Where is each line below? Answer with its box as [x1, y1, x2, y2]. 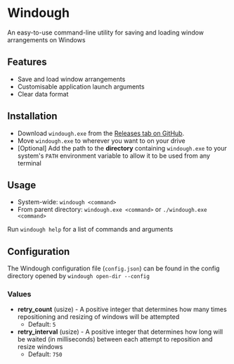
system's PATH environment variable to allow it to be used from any [17, 151, 211, 160]
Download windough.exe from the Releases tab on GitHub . [17, 129, 185, 137]
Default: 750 [27, 350, 63, 358]
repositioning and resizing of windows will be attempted [17, 313, 180, 321]
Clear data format [17, 89, 69, 98]
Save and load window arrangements [17, 75, 126, 83]
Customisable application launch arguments [17, 82, 145, 91]
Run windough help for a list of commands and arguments [7, 225, 174, 234]
